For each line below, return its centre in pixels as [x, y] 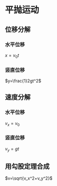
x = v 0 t [12, 56]
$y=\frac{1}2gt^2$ [23, 81]
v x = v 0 [13, 124]
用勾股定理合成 [27, 166]
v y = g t [12, 149]
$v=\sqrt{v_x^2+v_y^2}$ [29, 178]
